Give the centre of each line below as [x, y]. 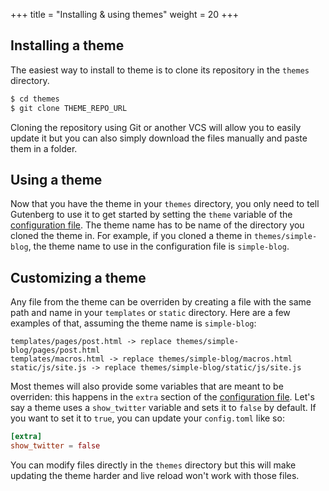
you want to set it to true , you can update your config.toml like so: [147, 418]
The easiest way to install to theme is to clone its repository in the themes [160, 70]
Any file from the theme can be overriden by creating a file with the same [161, 302]
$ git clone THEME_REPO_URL [69, 108]
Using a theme [56, 179]
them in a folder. [44, 148]
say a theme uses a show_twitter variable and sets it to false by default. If [163, 408]
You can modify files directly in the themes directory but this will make [153, 465]
